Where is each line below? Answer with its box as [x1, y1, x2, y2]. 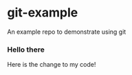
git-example [7, 5, 78, 21]
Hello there [7, 45, 45, 54]
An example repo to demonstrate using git [7, 28, 126, 36]
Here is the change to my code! [7, 61, 96, 69]
